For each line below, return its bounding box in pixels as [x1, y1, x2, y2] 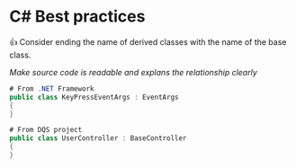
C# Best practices [9, 6, 146, 27]
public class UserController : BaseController [9, 134, 187, 143]
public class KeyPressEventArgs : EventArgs [9, 93, 179, 102]
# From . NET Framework [9, 84, 94, 93]
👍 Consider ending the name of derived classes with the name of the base [9, 36, 287, 47]
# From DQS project [9, 126, 83, 135]
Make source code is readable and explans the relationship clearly [9, 66, 258, 77]
